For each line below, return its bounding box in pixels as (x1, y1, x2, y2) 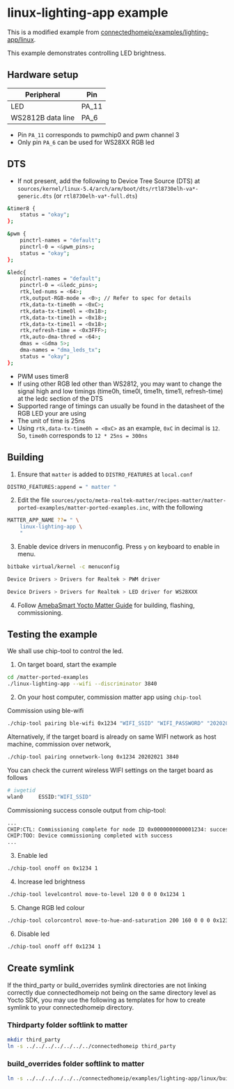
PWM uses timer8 (17, 372, 69, 380)
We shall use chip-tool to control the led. (7, 647, 124, 655)
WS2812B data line (10, 113, 75, 123)
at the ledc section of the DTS (17, 394, 103, 402)
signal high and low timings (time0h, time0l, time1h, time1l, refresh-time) (17, 386, 224, 395)
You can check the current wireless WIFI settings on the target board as (7, 766, 214, 774)
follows (7, 773, 28, 781)
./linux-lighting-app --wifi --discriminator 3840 (7, 680, 157, 687)
